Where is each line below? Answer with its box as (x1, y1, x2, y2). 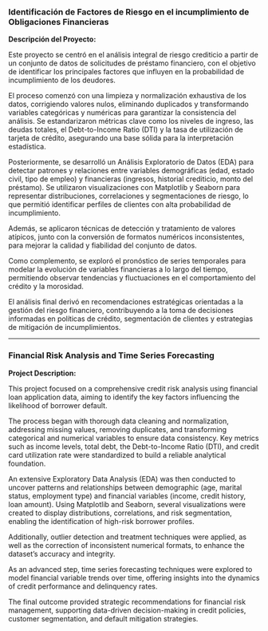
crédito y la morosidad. (8, 282, 84, 292)
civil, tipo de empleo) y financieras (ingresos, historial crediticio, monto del (8, 174, 254, 184)
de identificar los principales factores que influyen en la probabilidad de (8, 67, 245, 77)
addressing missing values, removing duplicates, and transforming (8, 424, 227, 434)
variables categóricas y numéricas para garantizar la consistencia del (8, 108, 237, 117)
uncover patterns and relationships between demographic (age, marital (8, 482, 242, 492)
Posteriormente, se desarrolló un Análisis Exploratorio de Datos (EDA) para (8, 157, 254, 167)
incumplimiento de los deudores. (8, 75, 116, 85)
